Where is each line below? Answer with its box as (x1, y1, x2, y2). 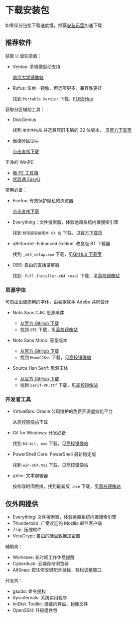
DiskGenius (12, 117, 37, 123)
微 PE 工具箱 (12, 170, 39, 176)
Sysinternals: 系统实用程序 (12, 595, 67, 601)
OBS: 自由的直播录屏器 (12, 262, 60, 268)
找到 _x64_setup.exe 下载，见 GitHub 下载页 (12, 251, 102, 257)
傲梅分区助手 (12, 137, 39, 144)
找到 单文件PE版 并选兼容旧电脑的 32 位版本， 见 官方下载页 (12, 127, 132, 133)
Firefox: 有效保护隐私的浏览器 (12, 197, 74, 203)
